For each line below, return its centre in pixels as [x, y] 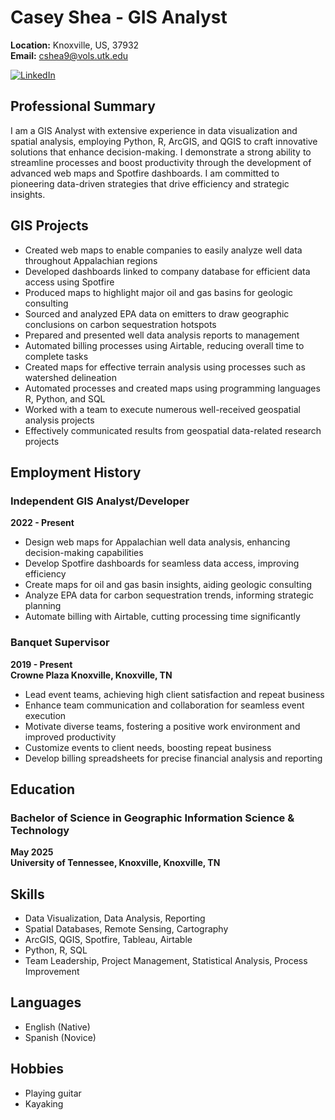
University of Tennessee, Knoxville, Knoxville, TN [115, 863]
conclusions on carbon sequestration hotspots [120, 324]
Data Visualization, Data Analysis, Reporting [115, 918]
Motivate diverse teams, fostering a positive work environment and [162, 726]
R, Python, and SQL [65, 398]
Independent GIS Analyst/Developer [100, 501]
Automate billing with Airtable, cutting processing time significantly [162, 617]
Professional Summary [83, 106]
